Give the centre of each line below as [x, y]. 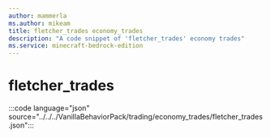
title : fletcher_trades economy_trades [76, 31]
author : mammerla [38, 16]
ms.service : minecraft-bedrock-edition [76, 46]
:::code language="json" [49, 108]
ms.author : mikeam [39, 23]
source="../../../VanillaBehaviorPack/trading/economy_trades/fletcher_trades [136, 117]
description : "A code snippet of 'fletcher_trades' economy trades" [127, 38]
